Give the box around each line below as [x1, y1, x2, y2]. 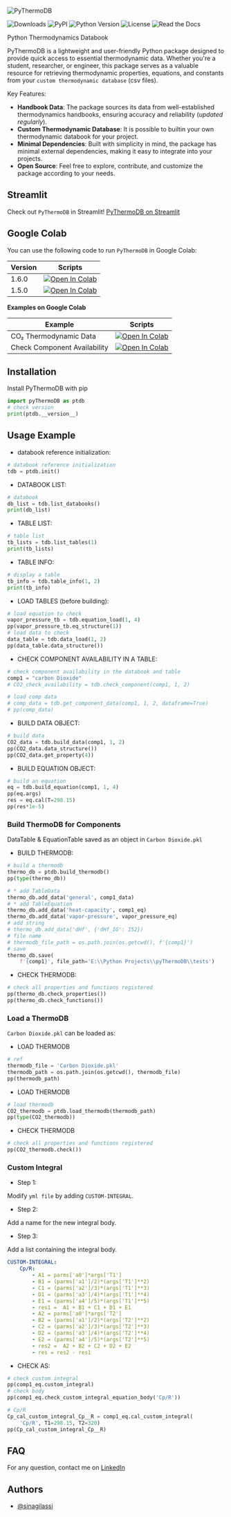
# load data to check [7, 630, 70, 637]
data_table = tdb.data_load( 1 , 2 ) [7, 636, 107, 643]
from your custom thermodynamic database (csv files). [7, 76, 158, 84]
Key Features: [7, 90, 46, 98]
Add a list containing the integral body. [7, 1246, 118, 1254]
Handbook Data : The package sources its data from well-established [17, 103, 214, 111]
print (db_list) [7, 507, 51, 514]
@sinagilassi [17, 1502, 53, 1510]
